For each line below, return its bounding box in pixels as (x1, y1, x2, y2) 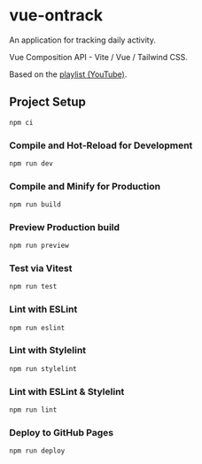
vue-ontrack (9, 5, 104, 26)
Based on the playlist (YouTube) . (9, 68, 128, 80)
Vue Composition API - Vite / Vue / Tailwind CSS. (9, 51, 189, 62)
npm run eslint (9, 323, 66, 332)
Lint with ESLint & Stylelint (9, 385, 125, 398)
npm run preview (9, 241, 69, 251)
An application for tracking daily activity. (9, 35, 157, 45)
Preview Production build (9, 220, 120, 233)
